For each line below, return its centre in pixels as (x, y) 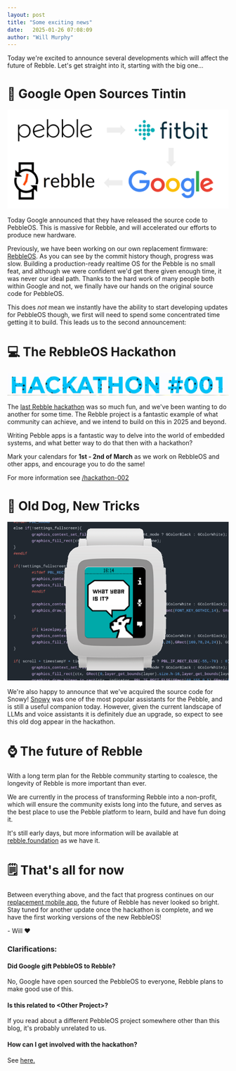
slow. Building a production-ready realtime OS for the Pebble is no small (111, 264)
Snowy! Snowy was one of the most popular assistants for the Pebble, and (115, 699)
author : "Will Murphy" (40, 37)
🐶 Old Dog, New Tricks (74, 506)
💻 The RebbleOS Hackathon (92, 352)
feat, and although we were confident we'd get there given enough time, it (114, 271)
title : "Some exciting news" (50, 22)
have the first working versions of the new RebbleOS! (84, 917)
